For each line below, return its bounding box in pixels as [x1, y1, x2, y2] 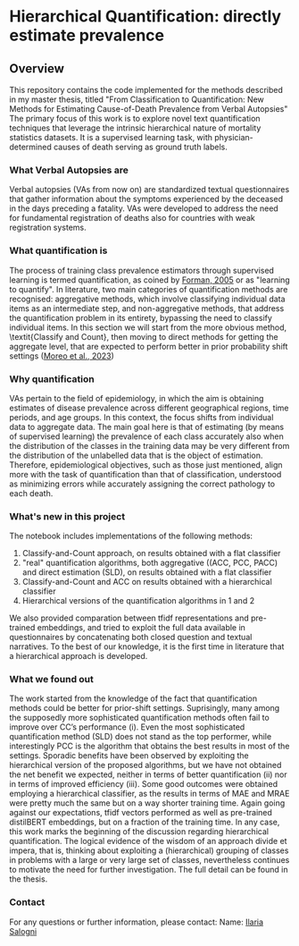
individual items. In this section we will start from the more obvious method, [9, 322, 287, 333]
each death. [9, 487, 54, 498]
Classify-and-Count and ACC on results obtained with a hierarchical [21, 577, 272, 587]
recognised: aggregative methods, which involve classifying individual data [9, 293, 286, 304]
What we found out [9, 673, 94, 686]
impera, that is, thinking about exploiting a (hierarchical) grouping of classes [9, 845, 289, 856]
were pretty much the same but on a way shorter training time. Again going [9, 798, 286, 808]
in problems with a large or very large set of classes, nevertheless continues [9, 855, 290, 866]
